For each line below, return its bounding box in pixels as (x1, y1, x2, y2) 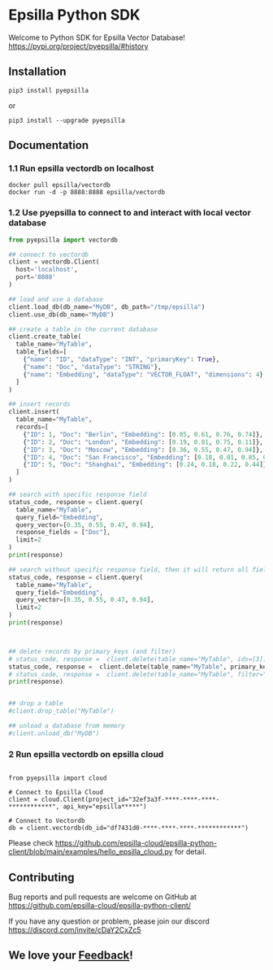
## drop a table (8, 699, 63, 708)
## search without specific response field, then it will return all (8, 565, 249, 574)
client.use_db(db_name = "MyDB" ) (8, 311, 115, 319)
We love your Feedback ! (8, 949, 134, 963)
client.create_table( (8, 333, 82, 341)
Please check (8, 838, 54, 848)
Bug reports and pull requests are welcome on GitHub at (8, 892, 197, 902)
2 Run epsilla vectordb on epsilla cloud (8, 748, 164, 759)
